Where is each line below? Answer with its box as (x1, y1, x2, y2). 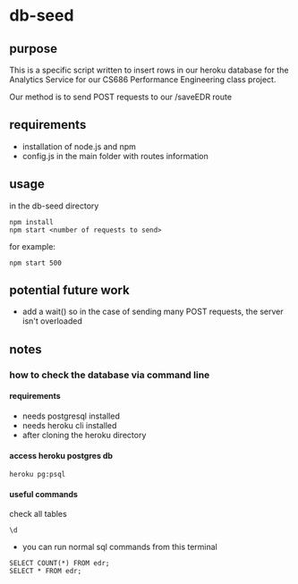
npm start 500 (9, 258, 63, 267)
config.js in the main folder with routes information (21, 150, 209, 161)
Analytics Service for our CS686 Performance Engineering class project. (9, 74, 277, 85)
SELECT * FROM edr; (9, 567, 82, 576)
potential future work (9, 283, 130, 298)
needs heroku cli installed (21, 419, 117, 430)
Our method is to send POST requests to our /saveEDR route (9, 91, 233, 102)
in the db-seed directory (9, 200, 99, 211)
